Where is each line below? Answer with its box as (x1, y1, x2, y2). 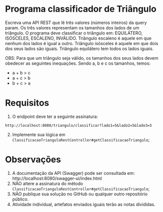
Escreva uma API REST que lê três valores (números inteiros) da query (5, 20, 147, 25)
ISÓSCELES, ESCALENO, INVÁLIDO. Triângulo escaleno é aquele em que (5, 35, 152, 41)
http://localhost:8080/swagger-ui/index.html (12, 175, 102, 181)
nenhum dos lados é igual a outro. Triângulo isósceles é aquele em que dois (5, 40, 159, 46)
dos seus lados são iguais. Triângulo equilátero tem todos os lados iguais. (5, 46, 154, 51)
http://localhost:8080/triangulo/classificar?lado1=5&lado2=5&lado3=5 (5, 123, 152, 128)
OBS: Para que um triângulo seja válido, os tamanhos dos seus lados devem (5, 55, 159, 61)
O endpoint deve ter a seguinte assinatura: (12, 114, 98, 119)
